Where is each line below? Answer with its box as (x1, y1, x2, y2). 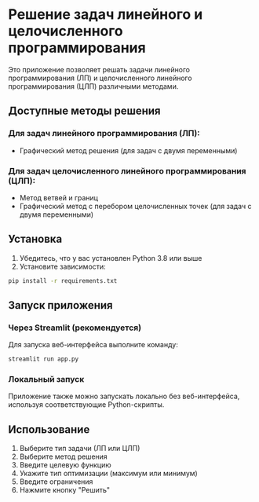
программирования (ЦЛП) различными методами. (8, 81, 179, 91)
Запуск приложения (8, 299, 113, 312)
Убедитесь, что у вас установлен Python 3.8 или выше (19, 253, 202, 262)
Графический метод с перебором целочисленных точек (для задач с (19, 201, 253, 211)
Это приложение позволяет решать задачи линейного (8, 64, 191, 74)
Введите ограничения (19, 477, 93, 486)
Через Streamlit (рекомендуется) (8, 322, 142, 333)
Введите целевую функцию (19, 460, 111, 470)
